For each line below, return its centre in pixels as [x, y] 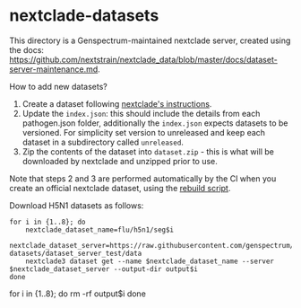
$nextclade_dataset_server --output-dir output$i [104, 269]
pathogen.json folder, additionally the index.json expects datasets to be [155, 123]
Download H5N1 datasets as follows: [77, 205]
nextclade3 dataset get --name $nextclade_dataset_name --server [150, 261]
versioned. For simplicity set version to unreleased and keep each [144, 132]
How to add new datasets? [58, 86]
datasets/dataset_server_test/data [76, 253]
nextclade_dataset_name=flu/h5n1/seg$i [100, 230]
